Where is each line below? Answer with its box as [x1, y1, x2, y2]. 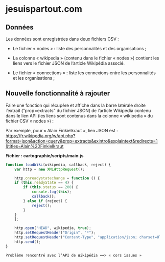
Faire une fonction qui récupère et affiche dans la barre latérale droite [5, 102, 146, 108]
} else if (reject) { [23, 198, 68, 204]
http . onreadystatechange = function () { [14, 175, 100, 180]
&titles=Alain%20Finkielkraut [5, 143, 64, 149]
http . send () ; [14, 239, 41, 244]
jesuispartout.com [5, 3, 83, 15]
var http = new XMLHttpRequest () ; [14, 167, 85, 172]
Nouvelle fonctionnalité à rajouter [5, 89, 110, 98]
